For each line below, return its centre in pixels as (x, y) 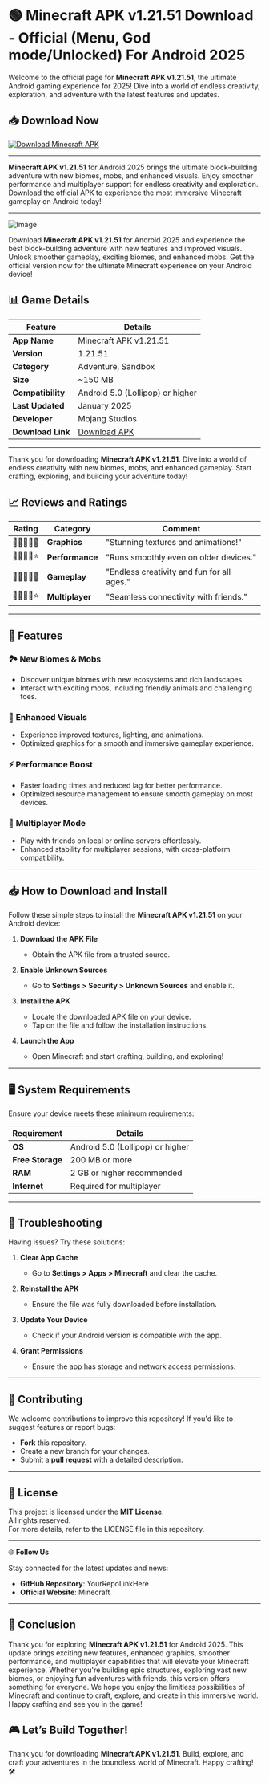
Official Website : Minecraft (65, 1592)
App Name (33, 340)
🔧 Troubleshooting (55, 1222)
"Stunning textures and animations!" (174, 543)
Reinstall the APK (49, 1288)
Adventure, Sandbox (116, 366)
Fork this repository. (53, 1443)
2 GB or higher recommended (126, 1173)
